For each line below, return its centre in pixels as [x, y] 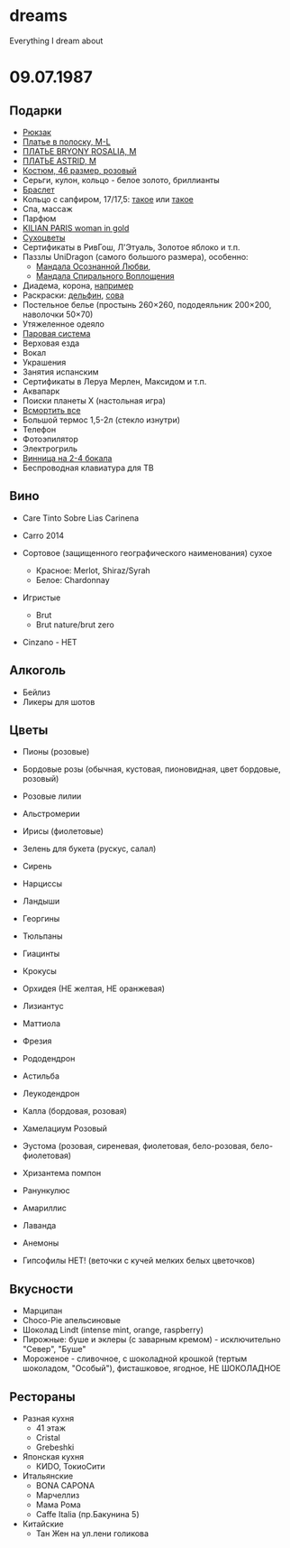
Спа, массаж [48, 209]
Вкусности [41, 1288]
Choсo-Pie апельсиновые [72, 1321]
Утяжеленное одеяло [63, 324]
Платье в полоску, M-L [66, 142]
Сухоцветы [44, 237]
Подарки [36, 111]
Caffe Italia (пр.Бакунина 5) [87, 1514]
